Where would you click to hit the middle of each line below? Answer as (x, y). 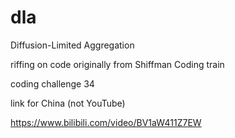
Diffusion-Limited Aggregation (72, 45)
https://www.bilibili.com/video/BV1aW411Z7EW (106, 122)
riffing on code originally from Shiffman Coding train (117, 64)
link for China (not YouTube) (68, 103)
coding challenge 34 (52, 83)
